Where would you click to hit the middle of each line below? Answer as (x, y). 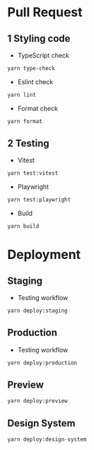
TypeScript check (43, 55)
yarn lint (22, 95)
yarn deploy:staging (38, 311)
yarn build (23, 226)
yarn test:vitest (33, 173)
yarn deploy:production (42, 363)
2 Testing (28, 143)
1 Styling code (39, 39)
